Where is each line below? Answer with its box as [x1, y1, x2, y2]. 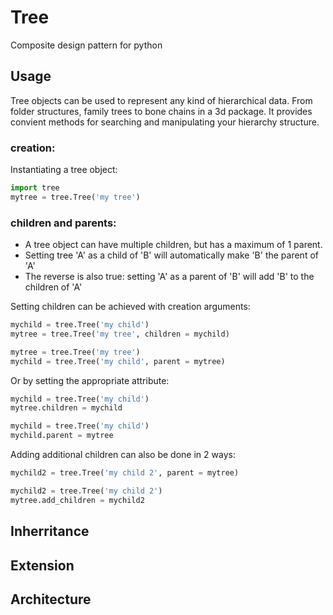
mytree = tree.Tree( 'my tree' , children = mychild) [10, 329, 230, 339]
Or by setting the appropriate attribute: [10, 374, 170, 386]
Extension [10, 557, 75, 574]
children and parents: [10, 216, 117, 230]
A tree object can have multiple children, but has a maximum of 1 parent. [24, 239, 323, 251]
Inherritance [10, 523, 90, 540]
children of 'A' [24, 281, 83, 293]
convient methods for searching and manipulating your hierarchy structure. [10, 116, 320, 128]
